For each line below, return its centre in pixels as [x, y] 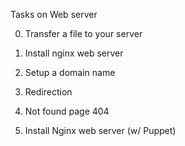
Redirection [48, 92]
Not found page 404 [67, 111]
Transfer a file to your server [83, 33]
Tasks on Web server [54, 14]
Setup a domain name [70, 72]
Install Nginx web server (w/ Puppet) [100, 130]
